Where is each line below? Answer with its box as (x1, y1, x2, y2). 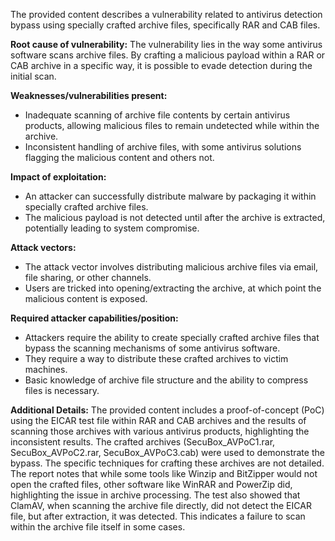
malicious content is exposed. (24, 293, 148, 304)
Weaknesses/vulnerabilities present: (10, 90, 168, 101)
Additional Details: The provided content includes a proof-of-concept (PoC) (10, 404, 325, 416)
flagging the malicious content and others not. (24, 152, 215, 163)
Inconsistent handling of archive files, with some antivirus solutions (24, 141, 302, 153)
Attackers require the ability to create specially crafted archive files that (24, 332, 320, 343)
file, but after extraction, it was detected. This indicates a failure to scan (10, 510, 306, 522)
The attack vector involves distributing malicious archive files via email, (24, 261, 319, 273)
